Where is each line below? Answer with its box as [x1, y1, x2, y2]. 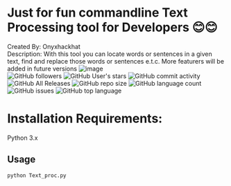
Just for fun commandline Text [7, 5, 189, 21]
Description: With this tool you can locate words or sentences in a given [7, 50, 213, 58]
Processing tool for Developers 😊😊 [7, 19, 218, 35]
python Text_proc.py [7, 171, 67, 179]
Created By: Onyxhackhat [7, 42, 81, 50]
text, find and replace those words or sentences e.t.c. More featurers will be [7, 57, 224, 65]
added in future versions [7, 64, 78, 73]
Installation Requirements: [7, 111, 163, 127]
